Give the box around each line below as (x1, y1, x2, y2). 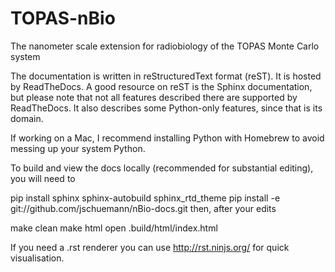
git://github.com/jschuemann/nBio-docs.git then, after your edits (10, 202, 277, 214)
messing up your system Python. (10, 142, 146, 154)
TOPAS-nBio (10, 7, 116, 30)
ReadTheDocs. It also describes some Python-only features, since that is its (10, 102, 323, 114)
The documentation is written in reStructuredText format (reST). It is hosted (10, 70, 322, 82)
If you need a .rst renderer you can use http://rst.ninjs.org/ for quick (10, 241, 290, 253)
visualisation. (10, 252, 65, 264)
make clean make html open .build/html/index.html (10, 222, 218, 234)
